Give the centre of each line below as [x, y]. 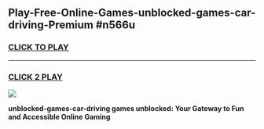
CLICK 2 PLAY [35, 77]
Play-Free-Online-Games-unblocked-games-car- [132, 13]
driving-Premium [51, 25]
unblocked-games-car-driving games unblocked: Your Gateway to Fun [126, 108]
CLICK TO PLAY [38, 48]
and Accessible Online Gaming [59, 116]
